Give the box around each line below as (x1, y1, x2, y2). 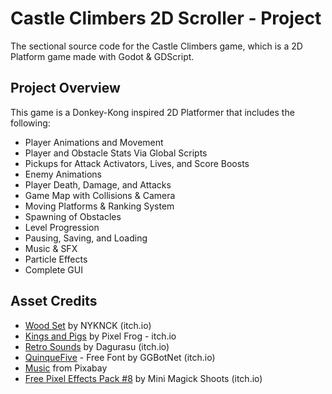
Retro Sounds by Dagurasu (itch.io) (24, 340, 170, 352)
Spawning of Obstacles (24, 210, 122, 222)
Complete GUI (24, 263, 83, 276)
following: (10, 117, 51, 129)
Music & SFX (24, 242, 78, 254)
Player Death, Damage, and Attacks (24, 178, 172, 191)
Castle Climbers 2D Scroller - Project (10, 7, 322, 30)
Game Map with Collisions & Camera (24, 189, 176, 201)
